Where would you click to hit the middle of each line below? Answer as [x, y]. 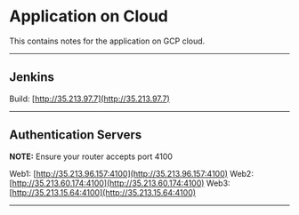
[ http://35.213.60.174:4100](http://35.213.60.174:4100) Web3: [120, 183]
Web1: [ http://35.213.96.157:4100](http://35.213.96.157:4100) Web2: [131, 173]
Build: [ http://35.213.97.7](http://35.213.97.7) [90, 99]
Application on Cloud [89, 16]
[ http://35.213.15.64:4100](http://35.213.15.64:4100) [103, 192]
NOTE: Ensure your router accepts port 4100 [91, 156]
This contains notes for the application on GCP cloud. [107, 41]
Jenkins [32, 77]
